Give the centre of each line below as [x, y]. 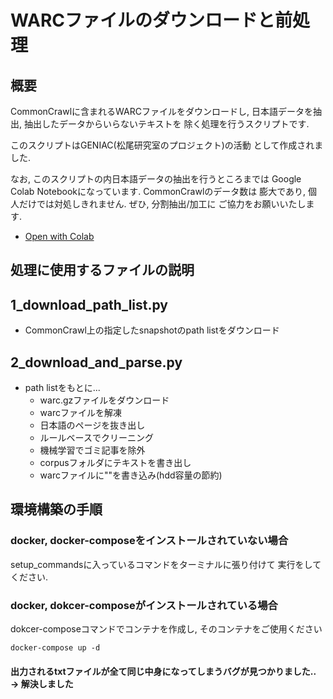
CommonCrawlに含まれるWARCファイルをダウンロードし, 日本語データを [161, 111]
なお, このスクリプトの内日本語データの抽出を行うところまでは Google [156, 179]
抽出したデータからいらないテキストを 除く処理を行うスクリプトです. [166, 124]
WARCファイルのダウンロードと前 [151, 20]
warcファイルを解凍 [80, 413]
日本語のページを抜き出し [92, 425]
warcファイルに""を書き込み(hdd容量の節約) [131, 475]
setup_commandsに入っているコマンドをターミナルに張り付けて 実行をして [166, 564]
